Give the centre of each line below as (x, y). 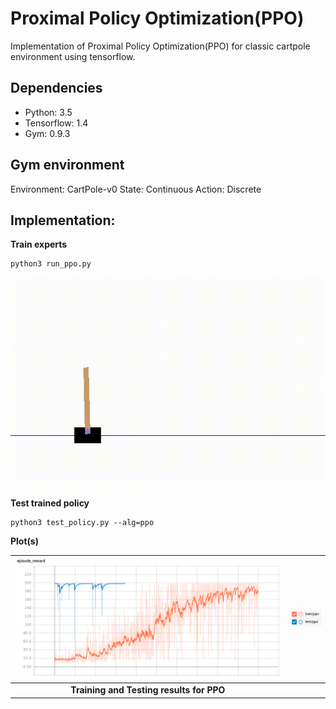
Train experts (39, 244)
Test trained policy (50, 503)
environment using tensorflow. (73, 56)
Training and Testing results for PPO (148, 690)
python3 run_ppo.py (51, 264)
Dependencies (56, 88)
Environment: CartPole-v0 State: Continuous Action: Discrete (136, 189)
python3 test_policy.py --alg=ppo (82, 522)
